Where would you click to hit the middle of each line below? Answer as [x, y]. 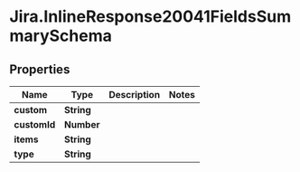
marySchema [61, 36]
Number [82, 124]
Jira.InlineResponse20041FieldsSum [150, 17]
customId [35, 124]
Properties [40, 69]
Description [134, 95]
